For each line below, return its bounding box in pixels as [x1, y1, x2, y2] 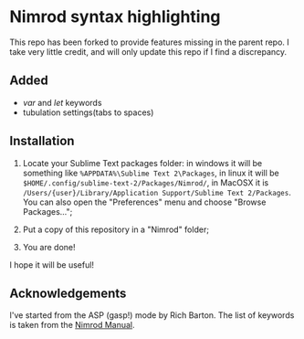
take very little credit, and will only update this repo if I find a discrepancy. [9, 46, 288, 57]
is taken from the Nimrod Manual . [9, 320, 135, 331]
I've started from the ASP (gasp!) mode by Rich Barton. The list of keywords [9, 310, 295, 321]
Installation [9, 133, 75, 149]
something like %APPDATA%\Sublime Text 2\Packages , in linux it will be [22, 167, 280, 178]
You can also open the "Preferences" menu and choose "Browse [22, 196, 267, 207]
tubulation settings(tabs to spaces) [22, 107, 154, 118]
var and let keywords [22, 97, 102, 108]
